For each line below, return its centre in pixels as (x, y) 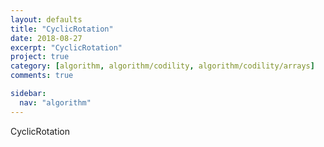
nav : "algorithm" (55, 102)
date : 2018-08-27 (46, 38)
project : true (40, 57)
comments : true (42, 76)
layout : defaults (46, 19)
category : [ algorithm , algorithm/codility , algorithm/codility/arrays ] (162, 66)
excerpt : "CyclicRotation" (66, 47)
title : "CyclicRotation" (62, 29)
